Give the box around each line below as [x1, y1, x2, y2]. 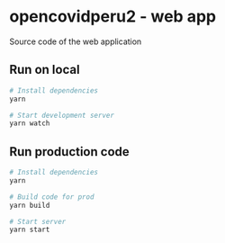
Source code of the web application [9, 36, 142, 47]
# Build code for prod [9, 192, 94, 202]
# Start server [9, 217, 67, 226]
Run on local [9, 62, 80, 77]
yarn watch [9, 119, 50, 128]
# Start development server [9, 111, 115, 120]
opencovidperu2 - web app [9, 6, 217, 27]
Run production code [9, 144, 130, 159]
